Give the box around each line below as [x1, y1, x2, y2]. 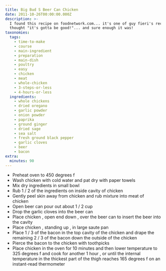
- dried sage [14, 126, 41, 131]
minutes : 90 [9, 158, 35, 163]
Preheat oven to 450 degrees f [12, 172, 75, 178]
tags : [9, 35, 21, 40]
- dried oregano [14, 103, 48, 108]
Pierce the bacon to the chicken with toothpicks [12, 240, 110, 246]
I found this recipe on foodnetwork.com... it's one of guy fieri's [9, 21, 154, 26]
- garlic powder [14, 108, 48, 113]
